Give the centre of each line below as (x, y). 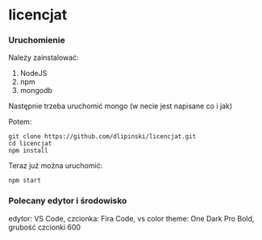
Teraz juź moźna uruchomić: (56, 166)
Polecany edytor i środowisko (68, 201)
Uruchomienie (37, 40)
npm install (28, 151)
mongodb (36, 91)
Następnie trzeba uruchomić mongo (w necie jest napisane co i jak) (121, 106)
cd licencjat (30, 144)
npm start (25, 181)
